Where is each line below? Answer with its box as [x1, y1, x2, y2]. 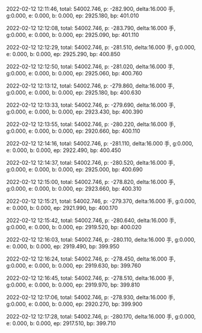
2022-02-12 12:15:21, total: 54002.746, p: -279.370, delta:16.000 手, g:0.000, [6, 198, 197, 205]
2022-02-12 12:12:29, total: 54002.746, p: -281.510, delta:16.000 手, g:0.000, [6, 44, 196, 51]
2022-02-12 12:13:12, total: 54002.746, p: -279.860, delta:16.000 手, [6, 82, 175, 89]
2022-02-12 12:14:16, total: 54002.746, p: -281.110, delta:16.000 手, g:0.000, [6, 140, 194, 147]
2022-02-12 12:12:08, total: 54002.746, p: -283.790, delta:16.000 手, [6, 25, 176, 31]
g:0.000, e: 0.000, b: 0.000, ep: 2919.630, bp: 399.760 [6, 262, 142, 269]
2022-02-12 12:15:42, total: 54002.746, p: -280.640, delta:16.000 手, [6, 217, 177, 224]
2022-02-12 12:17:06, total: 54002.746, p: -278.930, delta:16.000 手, [6, 294, 175, 300]
